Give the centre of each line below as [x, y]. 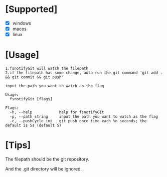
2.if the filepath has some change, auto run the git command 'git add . [84, 73]
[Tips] [18, 145]
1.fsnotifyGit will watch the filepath [47, 69]
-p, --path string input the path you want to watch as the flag [84, 117]
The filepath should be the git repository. [47, 159]
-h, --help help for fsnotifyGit [57, 112]
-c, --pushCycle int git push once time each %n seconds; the [78, 121]
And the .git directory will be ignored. [43, 169]
